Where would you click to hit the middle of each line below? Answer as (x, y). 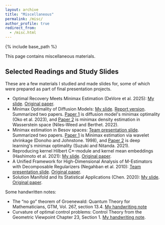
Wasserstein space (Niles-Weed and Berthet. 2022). (65, 124)
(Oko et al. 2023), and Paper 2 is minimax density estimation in (76, 119)
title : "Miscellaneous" (30, 14)
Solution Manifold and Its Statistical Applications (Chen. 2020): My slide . (86, 177)
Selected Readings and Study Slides (62, 72)
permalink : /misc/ (24, 19)
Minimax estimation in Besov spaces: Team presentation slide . (76, 130)
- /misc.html (23, 33)
